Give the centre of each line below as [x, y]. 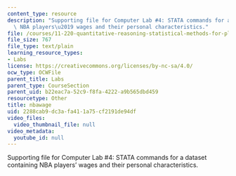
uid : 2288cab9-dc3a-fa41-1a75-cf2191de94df [72, 111]
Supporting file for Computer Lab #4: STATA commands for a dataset [107, 158]
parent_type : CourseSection [48, 86]
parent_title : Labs [36, 79]
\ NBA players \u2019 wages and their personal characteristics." [111, 27]
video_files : [26, 118]
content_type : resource [42, 14]
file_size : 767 [29, 40]
